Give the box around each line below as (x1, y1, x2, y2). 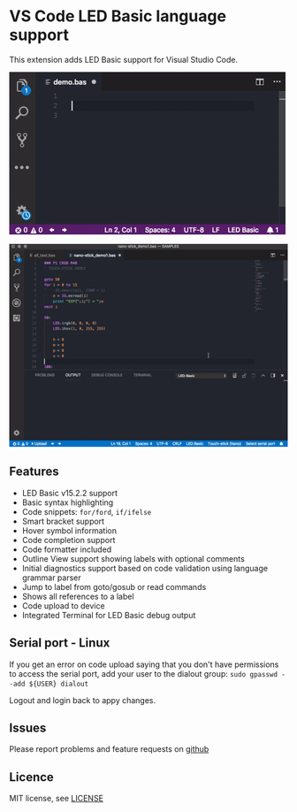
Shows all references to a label (21, 591, 134, 601)
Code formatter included (21, 544, 112, 555)
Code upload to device (21, 600, 105, 611)
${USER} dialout (28, 679, 89, 688)
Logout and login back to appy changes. (9, 694, 156, 705)
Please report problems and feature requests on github (9, 744, 209, 755)
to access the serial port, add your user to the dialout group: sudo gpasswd (9, 668, 278, 678)
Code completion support (21, 534, 116, 545)
